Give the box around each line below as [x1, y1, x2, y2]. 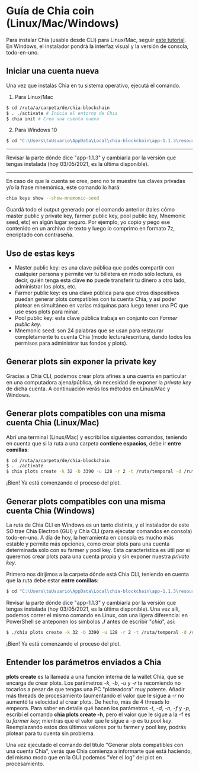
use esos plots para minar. [14, 308, 79, 315]
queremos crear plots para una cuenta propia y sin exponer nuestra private [6, 553, 190, 560]
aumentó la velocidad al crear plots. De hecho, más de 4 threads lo [6, 698, 170, 705]
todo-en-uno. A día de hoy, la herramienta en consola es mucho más [6, 534, 174, 541]
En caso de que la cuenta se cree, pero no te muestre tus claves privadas [6, 178, 185, 185]
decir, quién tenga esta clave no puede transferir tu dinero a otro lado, [14, 277, 187, 284]
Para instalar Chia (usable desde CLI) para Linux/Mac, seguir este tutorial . [6, 36, 187, 43]
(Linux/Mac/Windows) [6, 17, 120, 30]
